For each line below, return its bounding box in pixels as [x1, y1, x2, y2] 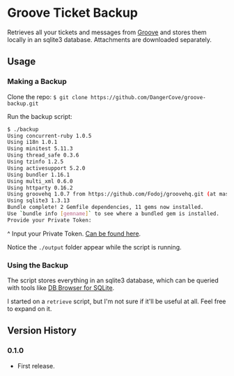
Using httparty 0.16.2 [7, 184, 73, 191]
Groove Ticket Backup [7, 5, 138, 21]
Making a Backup [7, 77, 68, 87]
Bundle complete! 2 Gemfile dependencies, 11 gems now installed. [7, 204, 204, 211]
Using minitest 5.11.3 [7, 145, 73, 152]
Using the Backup [7, 260, 68, 270]
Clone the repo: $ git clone [7, 92, 88, 101]
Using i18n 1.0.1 [7, 138, 58, 146]
